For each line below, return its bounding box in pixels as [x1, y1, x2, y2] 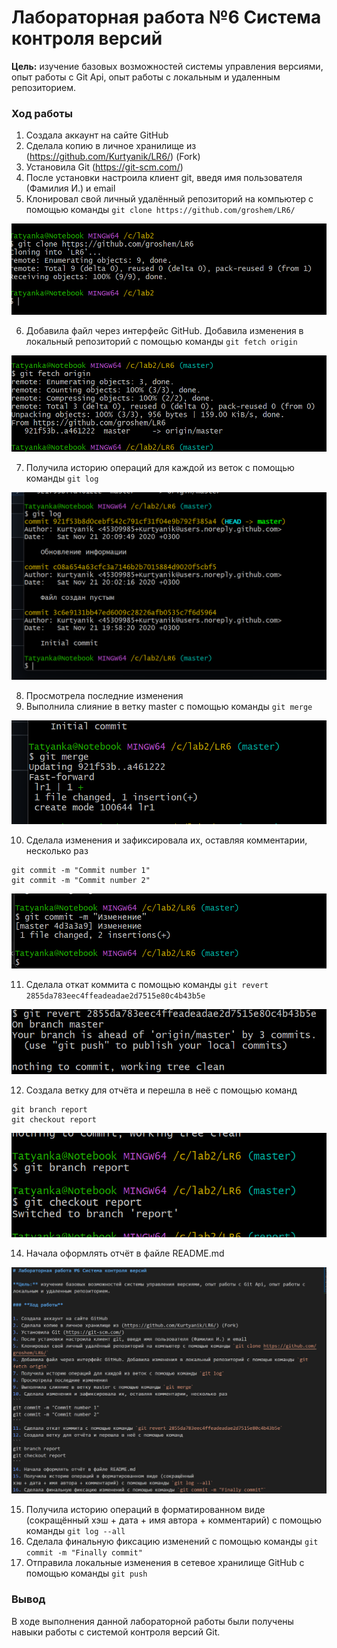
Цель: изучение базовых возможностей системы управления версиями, [11, 60, 324, 72]
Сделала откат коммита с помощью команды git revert [25, 978, 269, 990]
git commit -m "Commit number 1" [11, 865, 151, 875]
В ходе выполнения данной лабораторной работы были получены [11, 1615, 294, 1627]
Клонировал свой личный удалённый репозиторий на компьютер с [25, 193, 314, 205]
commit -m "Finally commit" [25, 1548, 143, 1558]
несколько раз [25, 844, 89, 856]
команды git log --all [25, 1525, 126, 1537]
